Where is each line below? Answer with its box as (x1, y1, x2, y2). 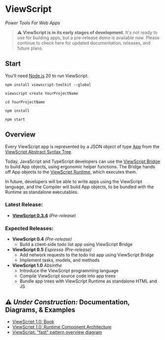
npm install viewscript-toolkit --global (5, 82, 92, 87)
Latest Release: (5, 201, 43, 208)
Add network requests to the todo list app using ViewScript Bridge (19, 252, 154, 258)
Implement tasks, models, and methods (19, 257, 100, 263)
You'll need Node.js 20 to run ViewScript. (5, 73, 89, 79)
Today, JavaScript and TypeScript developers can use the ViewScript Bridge (5, 158, 161, 164)
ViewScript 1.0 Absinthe (12, 262, 63, 268)
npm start (5, 117, 26, 122)
